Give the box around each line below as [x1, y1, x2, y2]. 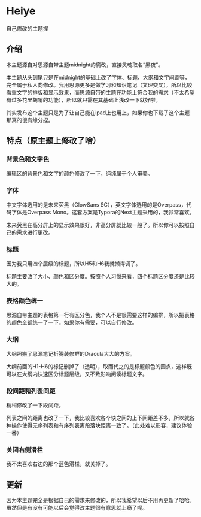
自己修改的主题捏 [6, 25, 48, 32]
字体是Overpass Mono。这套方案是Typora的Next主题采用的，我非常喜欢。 [11, 208, 195, 216]
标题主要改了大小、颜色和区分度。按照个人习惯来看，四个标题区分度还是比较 [6, 273, 195, 280]
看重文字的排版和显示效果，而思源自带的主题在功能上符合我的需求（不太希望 [6, 89, 195, 96]
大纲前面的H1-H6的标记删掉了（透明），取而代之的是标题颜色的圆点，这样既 [6, 362, 193, 370]
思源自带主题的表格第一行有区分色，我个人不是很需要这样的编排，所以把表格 [6, 312, 195, 319]
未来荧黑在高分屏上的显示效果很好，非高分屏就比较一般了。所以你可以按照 [6, 221, 190, 228]
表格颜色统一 [6, 297, 44, 305]
